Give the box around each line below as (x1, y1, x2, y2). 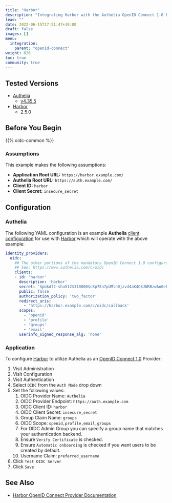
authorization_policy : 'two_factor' (18, 293, 97, 299)
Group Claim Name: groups (20, 414, 77, 420)
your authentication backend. (20, 431, 83, 437)
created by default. (20, 447, 61, 453)
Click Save (12, 464, 34, 470)
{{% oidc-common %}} (5, 137, 54, 144)
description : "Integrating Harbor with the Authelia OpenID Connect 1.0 (5, 12, 164, 17)
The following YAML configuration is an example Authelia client (5, 230, 140, 236)
